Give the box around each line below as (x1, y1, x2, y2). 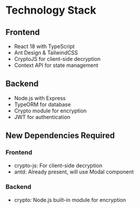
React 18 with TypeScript (14, 43, 75, 50)
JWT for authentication (14, 113, 70, 120)
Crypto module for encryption (14, 107, 87, 114)
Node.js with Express (14, 94, 66, 101)
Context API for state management (14, 62, 99, 69)
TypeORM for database (14, 101, 71, 108)
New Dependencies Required (5, 131, 115, 141)
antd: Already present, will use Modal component (14, 168, 134, 175)
